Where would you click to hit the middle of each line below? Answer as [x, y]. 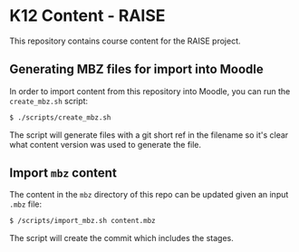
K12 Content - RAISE [87, 16]
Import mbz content [63, 173]
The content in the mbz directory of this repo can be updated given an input [149, 195]
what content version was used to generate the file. [106, 144]
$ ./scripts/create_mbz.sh [60, 117]
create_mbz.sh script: [49, 101]
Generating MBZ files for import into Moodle [137, 69]
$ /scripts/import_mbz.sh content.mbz [82, 221]
